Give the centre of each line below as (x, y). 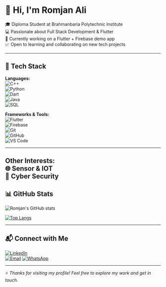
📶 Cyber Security (32, 176)
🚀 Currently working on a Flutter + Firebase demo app (60, 39)
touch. (12, 280)
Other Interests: (30, 161)
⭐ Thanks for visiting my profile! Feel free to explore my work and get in (78, 273)
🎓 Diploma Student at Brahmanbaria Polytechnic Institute (64, 24)
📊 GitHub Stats (29, 194)
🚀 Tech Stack (26, 66)
